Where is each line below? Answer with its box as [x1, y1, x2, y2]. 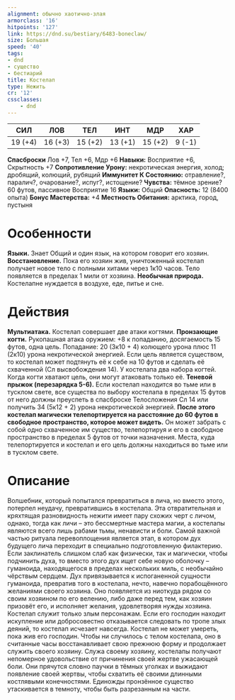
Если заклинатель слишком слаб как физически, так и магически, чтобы [7, 549, 228, 557]
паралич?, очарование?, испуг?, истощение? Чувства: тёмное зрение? [7, 178, 223, 187]
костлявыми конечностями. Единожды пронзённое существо [7, 677, 194, 685]
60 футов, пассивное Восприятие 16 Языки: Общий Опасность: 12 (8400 [7, 185, 229, 194]
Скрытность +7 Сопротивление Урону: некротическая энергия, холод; [7, 162, 224, 171]
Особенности [7, 226, 92, 242]
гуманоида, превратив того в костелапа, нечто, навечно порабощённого [7, 579, 228, 587]
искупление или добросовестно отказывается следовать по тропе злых [7, 616, 227, 625]
